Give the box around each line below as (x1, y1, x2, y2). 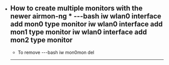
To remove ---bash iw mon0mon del (17, 49, 94, 55)
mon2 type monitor (10, 36, 73, 45)
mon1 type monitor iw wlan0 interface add (10, 28, 147, 37)
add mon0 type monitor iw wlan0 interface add (10, 20, 163, 28)
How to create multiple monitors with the (10, 4, 143, 13)
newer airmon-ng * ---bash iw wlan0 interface (10, 12, 162, 21)
